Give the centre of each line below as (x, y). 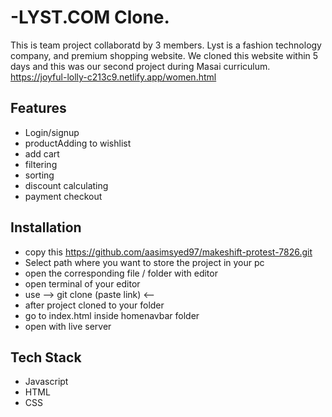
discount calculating (66, 185)
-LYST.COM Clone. (90, 17)
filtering (41, 164)
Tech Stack (46, 357)
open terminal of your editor (82, 283)
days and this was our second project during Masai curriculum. (140, 66)
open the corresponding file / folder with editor (121, 273)
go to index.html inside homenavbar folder (112, 315)
